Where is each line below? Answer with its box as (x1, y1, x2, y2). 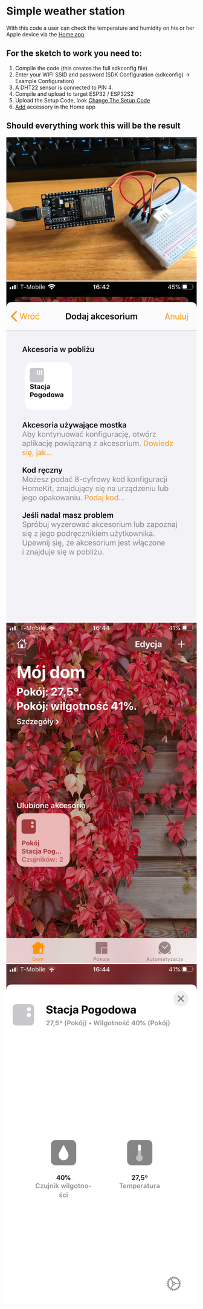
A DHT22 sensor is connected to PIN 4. (14, 84, 114, 91)
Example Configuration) (14, 77, 74, 84)
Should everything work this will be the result (6, 121, 181, 131)
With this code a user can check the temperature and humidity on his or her (6, 24, 195, 32)
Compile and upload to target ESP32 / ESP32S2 (14, 90, 134, 98)
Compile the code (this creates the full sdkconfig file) (14, 64, 148, 72)
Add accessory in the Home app (14, 103, 95, 110)
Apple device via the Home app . (6, 30, 86, 38)
